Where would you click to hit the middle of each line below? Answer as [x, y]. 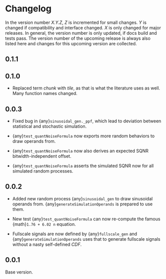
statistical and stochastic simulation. [49, 126]
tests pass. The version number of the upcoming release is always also [78, 38]
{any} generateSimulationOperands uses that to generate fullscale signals [86, 239]
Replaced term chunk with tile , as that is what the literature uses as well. [86, 88]
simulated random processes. [43, 171]
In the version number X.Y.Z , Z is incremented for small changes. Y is [76, 22]
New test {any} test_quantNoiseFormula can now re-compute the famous [86, 219]
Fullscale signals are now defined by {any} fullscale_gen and [75, 234]
